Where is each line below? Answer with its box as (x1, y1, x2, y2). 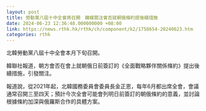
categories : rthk (6, 32, 51, 38)
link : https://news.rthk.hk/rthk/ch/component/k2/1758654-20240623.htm (6, 26, 193, 32)
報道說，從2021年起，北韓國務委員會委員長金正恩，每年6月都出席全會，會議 (6, 83, 199, 90)
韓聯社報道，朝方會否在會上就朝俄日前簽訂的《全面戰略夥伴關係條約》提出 (6, 62, 194, 70)
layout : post (6, 9, 40, 15)
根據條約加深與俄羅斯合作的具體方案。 (6, 98, 103, 106)
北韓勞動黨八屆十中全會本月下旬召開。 (6, 49, 103, 57)
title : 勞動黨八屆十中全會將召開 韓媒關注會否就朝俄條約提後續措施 (6, 15, 158, 21)
